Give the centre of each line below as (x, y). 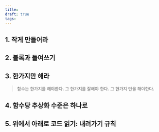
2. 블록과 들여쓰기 (30, 58)
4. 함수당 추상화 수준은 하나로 (46, 106)
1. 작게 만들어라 (27, 40)
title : (12, 10)
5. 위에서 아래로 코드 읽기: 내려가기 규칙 (61, 123)
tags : (10, 19)
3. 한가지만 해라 (27, 76)
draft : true (17, 14)
